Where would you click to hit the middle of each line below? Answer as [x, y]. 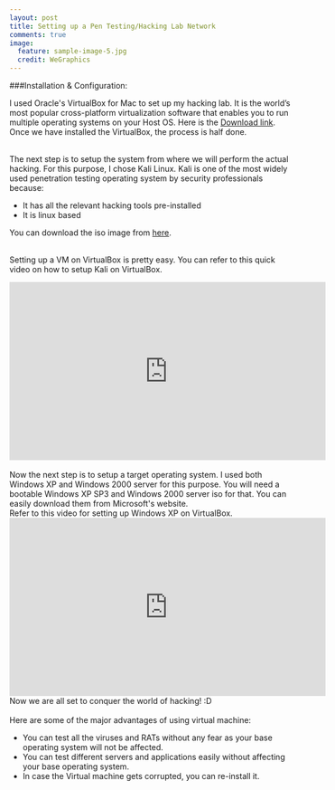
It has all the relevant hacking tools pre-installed [112, 205]
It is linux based [51, 215]
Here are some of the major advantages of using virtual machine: [130, 720]
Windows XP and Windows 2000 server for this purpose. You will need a [144, 484]
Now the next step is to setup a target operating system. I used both [136, 475]
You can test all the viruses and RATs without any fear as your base [147, 738]
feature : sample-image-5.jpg [72, 52]
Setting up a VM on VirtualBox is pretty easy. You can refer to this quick [142, 260]
